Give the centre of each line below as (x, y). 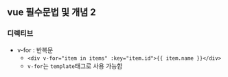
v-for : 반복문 (35, 49)
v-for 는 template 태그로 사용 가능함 (75, 66)
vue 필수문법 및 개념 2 (52, 12)
